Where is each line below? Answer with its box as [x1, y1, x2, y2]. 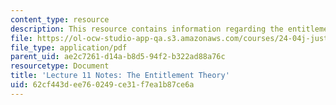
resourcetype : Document [10, 61, 110, 71]
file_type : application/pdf [10, 42, 128, 53]
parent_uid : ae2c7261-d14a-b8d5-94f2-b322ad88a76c [10, 52, 226, 62]
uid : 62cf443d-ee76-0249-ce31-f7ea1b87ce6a [10, 80, 195, 90]
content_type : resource [10, 14, 110, 25]
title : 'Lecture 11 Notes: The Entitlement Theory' [10, 71, 230, 81]
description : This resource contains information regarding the [10, 24, 284, 34]
